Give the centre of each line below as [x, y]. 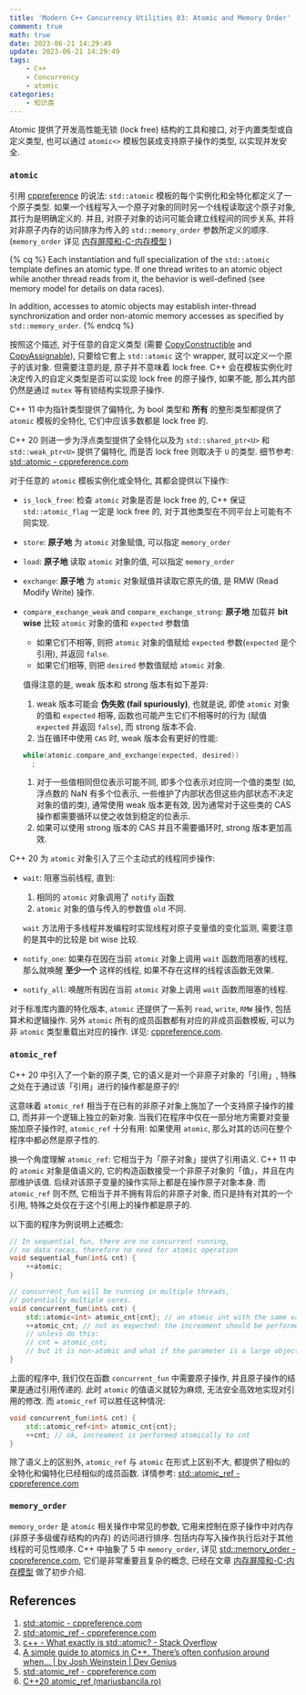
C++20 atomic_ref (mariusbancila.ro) [92, 1681]
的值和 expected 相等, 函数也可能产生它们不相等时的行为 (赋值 [151, 715]
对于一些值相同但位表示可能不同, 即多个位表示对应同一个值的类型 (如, [166, 782]
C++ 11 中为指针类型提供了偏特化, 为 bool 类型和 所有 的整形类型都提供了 [146, 409]
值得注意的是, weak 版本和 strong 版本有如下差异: [115, 684]
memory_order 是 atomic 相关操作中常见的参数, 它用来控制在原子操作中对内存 [152, 1526]
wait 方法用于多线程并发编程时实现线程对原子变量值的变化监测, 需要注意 [158, 928]
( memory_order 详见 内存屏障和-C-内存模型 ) [91, 241]
